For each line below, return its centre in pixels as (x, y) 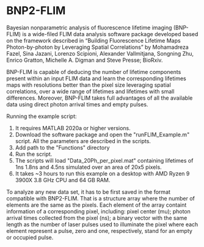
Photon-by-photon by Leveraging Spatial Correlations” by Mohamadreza (98, 47)
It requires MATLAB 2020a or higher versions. (73, 128)
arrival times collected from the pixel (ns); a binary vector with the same (97, 218)
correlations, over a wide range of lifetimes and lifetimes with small (90, 91)
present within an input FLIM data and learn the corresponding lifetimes (96, 78)
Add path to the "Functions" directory (62, 147)
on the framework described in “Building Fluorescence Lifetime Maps (94, 40)
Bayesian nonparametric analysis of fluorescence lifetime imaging (89, 28)
